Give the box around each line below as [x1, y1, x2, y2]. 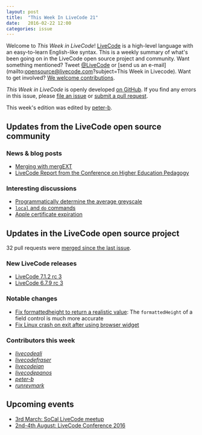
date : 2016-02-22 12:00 [6, 20, 71, 26]
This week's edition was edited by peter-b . [6, 104, 113, 112]
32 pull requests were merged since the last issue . [6, 244, 131, 252]
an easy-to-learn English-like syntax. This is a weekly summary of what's [6, 49, 188, 56]
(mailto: [6, 68, 25, 75]
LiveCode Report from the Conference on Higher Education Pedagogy [14, 169, 189, 176]
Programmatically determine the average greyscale [14, 198, 143, 205]
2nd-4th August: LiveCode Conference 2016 [14, 422, 125, 429]
